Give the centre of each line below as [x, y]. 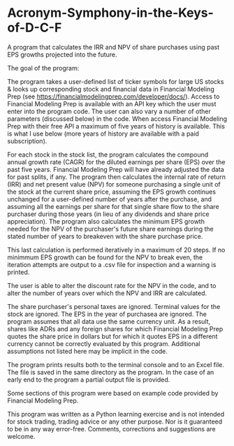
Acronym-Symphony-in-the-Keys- [111, 13]
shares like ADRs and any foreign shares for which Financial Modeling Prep [115, 329]
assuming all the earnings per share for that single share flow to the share [113, 206]
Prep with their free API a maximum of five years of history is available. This [116, 126]
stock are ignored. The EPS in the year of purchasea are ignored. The [107, 314]
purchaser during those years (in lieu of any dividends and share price [108, 214]
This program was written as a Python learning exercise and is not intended [116, 414]
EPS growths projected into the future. [62, 55]
